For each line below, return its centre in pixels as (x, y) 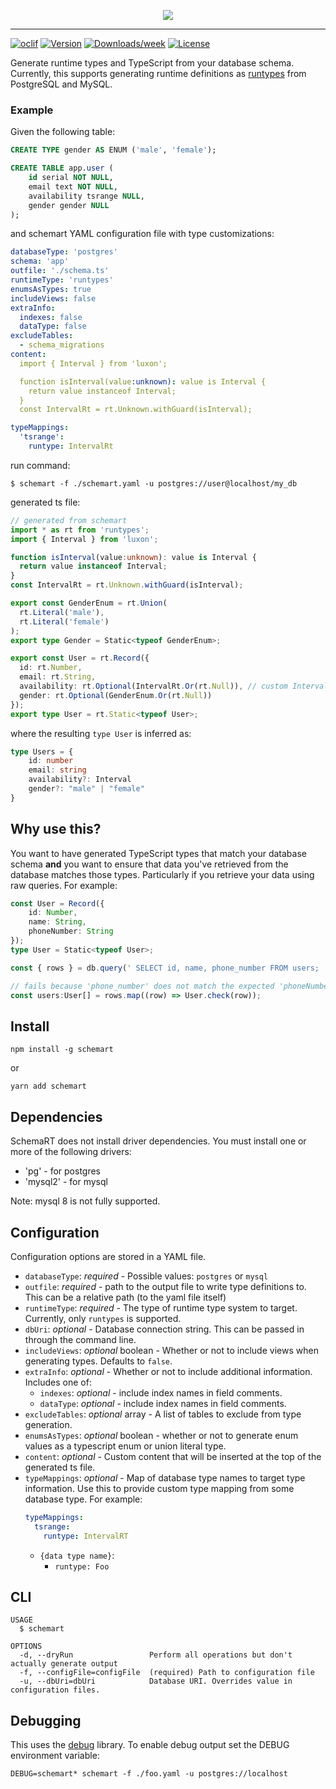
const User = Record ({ (57, 903)
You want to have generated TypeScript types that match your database (158, 853)
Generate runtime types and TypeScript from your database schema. (152, 63)
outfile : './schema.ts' (60, 271)
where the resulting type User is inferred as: (101, 733)
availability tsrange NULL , (86, 196)
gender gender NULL (69, 205)
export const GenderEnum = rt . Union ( (89, 603)
